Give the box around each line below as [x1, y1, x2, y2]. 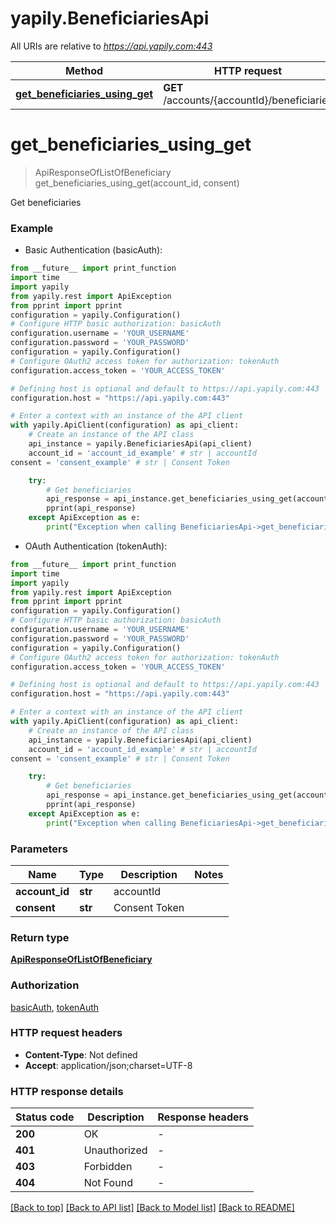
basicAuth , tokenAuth [10, 1001, 100, 1013]
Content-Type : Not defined [24, 1048, 138, 1061]
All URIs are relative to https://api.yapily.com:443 [10, 40, 213, 52]
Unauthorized [83, 1143, 148, 1157]
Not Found [83, 1176, 133, 1190]
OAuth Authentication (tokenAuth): [24, 540, 168, 552]
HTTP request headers [10, 1026, 123, 1040]
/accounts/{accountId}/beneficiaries [163, 93, 333, 107]
